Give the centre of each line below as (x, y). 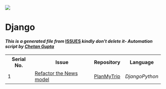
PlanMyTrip (107, 77)
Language (142, 62)
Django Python (142, 77)
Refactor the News (56, 73)
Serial (19, 59)
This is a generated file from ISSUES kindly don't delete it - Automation (79, 41)
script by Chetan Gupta (30, 46)
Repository (107, 62)
